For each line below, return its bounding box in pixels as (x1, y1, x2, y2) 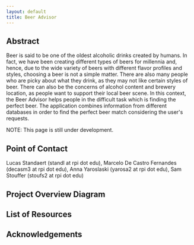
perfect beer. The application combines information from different (6, 102, 167, 110)
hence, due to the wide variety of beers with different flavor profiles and (6, 65, 183, 72)
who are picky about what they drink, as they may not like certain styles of (6, 77, 188, 84)
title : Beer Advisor (6, 14, 58, 20)
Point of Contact (6, 144, 68, 154)
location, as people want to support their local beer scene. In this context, (6, 90, 186, 97)
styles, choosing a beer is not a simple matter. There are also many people (6, 71, 188, 78)
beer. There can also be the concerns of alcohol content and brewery (6, 84, 176, 91)
